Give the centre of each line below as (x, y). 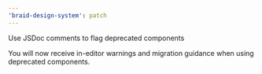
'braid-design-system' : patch (58, 15)
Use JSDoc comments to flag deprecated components (96, 38)
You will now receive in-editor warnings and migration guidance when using (131, 53)
